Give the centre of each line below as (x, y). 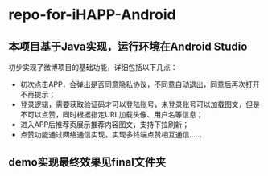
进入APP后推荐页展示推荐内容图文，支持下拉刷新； (105, 125)
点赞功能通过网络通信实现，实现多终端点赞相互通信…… (111, 135)
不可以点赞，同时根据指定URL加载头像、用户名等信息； (111, 115)
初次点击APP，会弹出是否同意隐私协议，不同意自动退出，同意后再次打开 (140, 84)
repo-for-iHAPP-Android (92, 15)
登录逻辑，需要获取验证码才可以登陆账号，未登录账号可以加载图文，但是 (140, 104)
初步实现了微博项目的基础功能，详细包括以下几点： (93, 67)
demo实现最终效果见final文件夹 (87, 162)
